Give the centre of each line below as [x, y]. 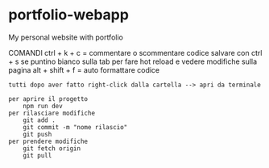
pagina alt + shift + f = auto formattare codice [84, 69]
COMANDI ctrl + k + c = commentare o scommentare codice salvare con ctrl [135, 52]
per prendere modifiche [48, 141]
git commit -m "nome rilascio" [75, 127]
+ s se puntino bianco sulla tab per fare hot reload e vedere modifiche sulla [133, 61]
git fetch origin [52, 148]
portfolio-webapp [68, 15]
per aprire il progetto [48, 99]
